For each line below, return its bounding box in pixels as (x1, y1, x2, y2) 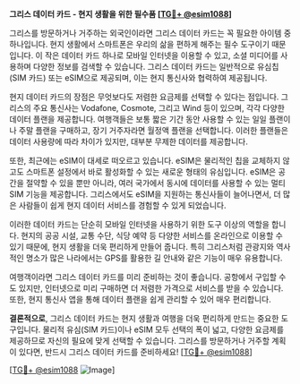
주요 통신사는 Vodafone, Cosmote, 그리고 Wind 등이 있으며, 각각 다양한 (32, 103, 285, 113)
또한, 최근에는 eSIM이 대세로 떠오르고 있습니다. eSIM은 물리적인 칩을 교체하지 (9, 156, 281, 166)
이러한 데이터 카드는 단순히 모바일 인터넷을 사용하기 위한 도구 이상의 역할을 (9, 219, 270, 229)
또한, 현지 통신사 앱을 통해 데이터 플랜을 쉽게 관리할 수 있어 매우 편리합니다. (9, 294, 271, 304)
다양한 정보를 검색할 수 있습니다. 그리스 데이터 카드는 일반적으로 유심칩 (32, 62, 279, 72)
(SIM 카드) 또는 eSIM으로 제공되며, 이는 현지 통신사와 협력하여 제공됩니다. (9, 73, 268, 83)
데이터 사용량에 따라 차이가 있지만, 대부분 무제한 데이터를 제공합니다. (9, 136, 248, 147)
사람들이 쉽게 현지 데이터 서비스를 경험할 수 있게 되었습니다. (18, 201, 227, 210)
